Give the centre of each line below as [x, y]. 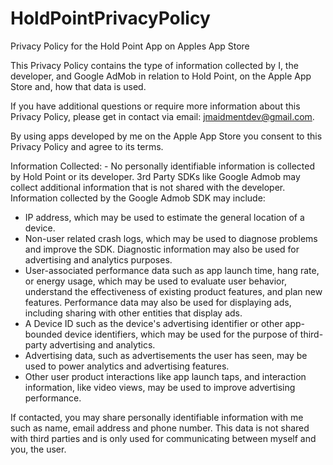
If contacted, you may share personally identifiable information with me [157, 417]
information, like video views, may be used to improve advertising [160, 387]
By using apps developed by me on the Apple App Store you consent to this [166, 136]
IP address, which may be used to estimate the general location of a [164, 217]
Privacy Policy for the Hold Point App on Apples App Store [130, 46]
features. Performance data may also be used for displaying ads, [158, 302]
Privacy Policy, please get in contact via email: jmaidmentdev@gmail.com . [162, 116]
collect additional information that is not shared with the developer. [148, 187]
